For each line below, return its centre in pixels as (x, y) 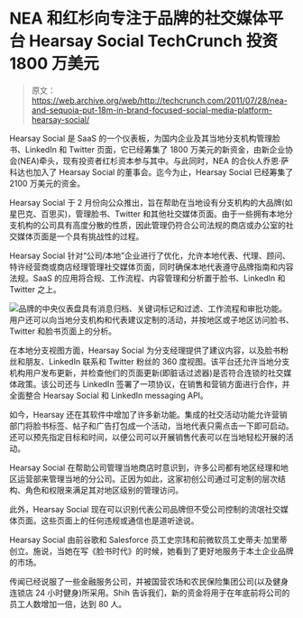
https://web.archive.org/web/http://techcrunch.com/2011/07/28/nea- (159, 100)
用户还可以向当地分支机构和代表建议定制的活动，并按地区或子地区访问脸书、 (151, 319)
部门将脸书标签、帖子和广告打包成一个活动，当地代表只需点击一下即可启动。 (151, 426)
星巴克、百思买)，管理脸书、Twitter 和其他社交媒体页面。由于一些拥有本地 (147, 214)
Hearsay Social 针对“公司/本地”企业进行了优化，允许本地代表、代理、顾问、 (150, 255)
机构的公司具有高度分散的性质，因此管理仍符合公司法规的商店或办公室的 (151, 225)
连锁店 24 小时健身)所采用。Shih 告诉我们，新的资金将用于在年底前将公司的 (150, 593)
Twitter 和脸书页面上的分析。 (63, 331)
